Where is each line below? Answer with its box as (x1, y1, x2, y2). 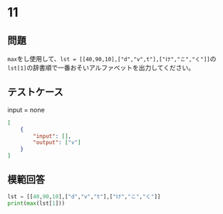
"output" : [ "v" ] (33, 139, 81, 146)
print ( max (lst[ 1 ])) (7, 200, 66, 207)
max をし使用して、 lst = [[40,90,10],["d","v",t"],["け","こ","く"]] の (7, 55, 217, 63)
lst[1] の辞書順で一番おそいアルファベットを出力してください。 (7, 63, 195, 72)
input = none (7, 105, 45, 114)
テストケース (7, 86, 63, 98)
